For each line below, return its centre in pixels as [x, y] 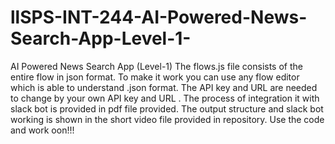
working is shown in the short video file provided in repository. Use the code [167, 119]
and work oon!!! [42, 130]
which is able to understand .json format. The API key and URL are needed [164, 87]
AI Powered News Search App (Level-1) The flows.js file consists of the [156, 66]
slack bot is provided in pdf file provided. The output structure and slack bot [167, 108]
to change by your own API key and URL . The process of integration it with [165, 98]
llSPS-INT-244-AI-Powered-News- [159, 17]
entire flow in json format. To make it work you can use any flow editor [155, 77]
